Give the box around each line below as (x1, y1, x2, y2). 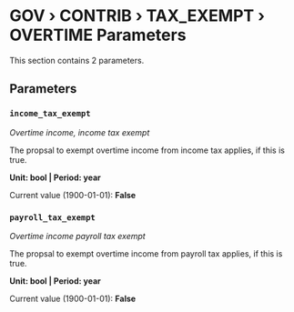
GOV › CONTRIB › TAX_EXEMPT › (9, 5, 266, 26)
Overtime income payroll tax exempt (9, 230, 146, 241)
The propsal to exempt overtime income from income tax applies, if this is (9, 145, 285, 156)
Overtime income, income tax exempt (9, 126, 150, 137)
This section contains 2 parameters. (9, 55, 145, 65)
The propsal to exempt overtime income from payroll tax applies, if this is (9, 247, 283, 259)
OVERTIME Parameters (9, 25, 187, 45)
